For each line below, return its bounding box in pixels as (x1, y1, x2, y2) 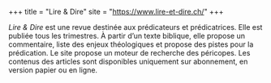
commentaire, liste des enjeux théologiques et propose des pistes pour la (8, 39, 254, 49)
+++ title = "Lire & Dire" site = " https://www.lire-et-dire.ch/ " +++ (8, 7, 224, 16)
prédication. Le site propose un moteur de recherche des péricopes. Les (8, 48, 251, 57)
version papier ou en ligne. (8, 65, 98, 75)
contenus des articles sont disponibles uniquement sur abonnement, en (8, 56, 248, 66)
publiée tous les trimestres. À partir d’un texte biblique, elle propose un (8, 31, 246, 40)
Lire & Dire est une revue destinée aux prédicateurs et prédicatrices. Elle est (8, 23, 263, 31)
